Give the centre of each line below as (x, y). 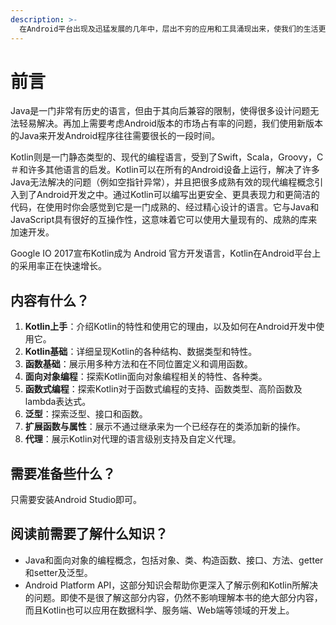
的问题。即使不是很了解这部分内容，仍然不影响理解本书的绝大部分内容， (173, 597)
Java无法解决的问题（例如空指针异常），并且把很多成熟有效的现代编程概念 (162, 182)
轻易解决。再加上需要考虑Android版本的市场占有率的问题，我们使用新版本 (170, 123)
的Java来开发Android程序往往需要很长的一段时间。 (115, 136)
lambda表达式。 (58, 402)
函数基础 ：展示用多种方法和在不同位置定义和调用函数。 (138, 364)
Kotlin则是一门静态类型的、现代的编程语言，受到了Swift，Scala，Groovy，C (167, 157)
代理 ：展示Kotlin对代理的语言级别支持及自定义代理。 (133, 439)
